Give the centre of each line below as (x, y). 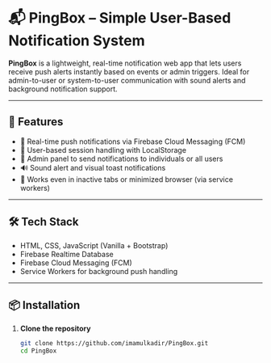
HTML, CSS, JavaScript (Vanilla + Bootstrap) (94, 245)
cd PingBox (38, 351)
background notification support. (63, 89)
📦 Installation (44, 305)
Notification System (77, 41)
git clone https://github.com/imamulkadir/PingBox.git (114, 344)
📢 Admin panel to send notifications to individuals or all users (121, 158)
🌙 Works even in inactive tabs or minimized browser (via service (127, 179)
